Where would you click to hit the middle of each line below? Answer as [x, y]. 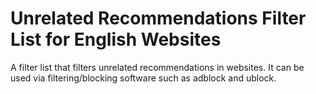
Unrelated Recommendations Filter [158, 18]
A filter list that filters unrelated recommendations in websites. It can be [157, 67]
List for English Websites [116, 39]
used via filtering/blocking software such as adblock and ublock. [143, 78]
